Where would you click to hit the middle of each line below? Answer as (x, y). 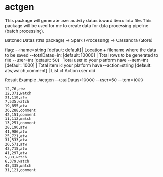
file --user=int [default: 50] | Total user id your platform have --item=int (77, 60)
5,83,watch (16, 157)
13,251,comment (20, 123)
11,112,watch (18, 118)
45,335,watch (18, 166)
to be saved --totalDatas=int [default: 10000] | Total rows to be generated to (82, 55)
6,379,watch (17, 161)
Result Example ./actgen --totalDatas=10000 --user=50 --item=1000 (74, 80)
